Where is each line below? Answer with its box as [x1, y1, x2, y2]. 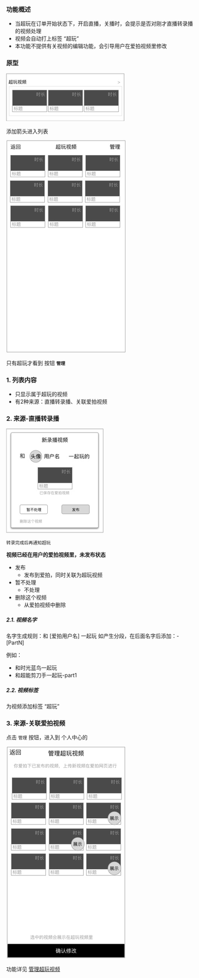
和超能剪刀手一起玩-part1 [14, 672, 77, 679]
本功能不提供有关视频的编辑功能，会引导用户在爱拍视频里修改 [14, 43, 167, 50]
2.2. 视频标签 [6, 686, 39, 694]
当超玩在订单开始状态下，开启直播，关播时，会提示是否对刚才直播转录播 [14, 20, 193, 28]
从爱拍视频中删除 [23, 601, 66, 608]
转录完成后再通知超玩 [6, 540, 51, 546]
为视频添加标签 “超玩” [6, 703, 60, 710]
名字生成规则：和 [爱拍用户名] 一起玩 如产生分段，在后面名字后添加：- [6, 632, 179, 640]
